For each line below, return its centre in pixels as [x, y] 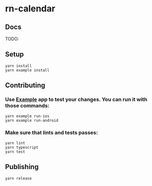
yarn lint [15, 143]
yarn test [15, 152]
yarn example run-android [32, 120]
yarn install [19, 66]
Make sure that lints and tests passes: [52, 133]
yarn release [19, 178]
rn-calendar [30, 9]
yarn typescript [22, 147]
